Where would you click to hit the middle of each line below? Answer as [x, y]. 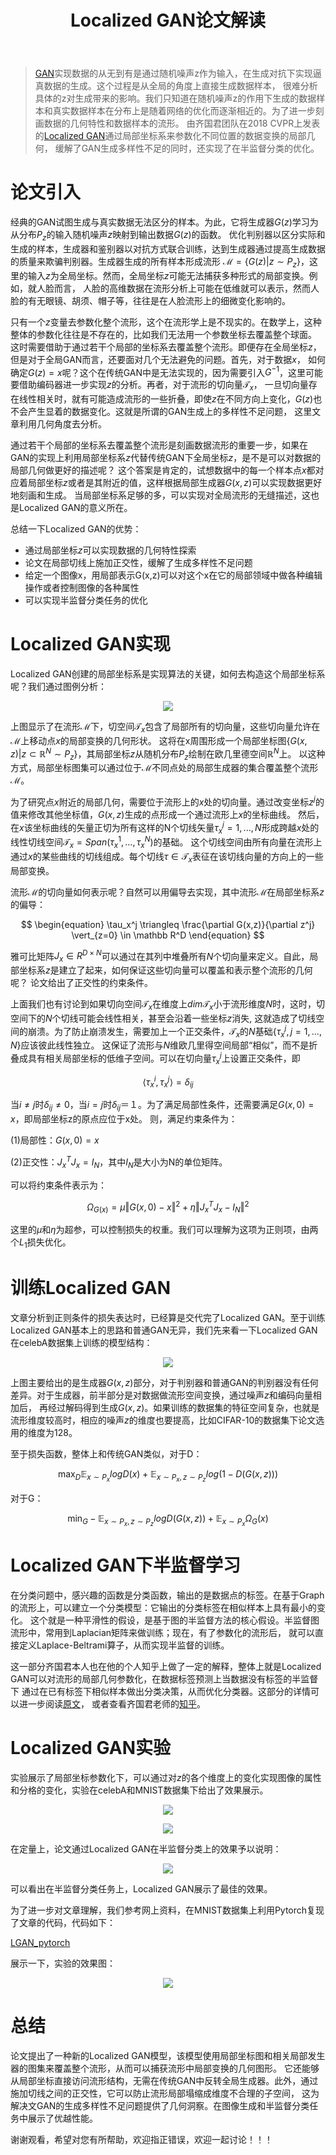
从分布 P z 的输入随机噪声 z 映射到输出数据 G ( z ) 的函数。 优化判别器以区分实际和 [168, 236]
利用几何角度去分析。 [62, 424]
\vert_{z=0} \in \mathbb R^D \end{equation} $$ [168, 935]
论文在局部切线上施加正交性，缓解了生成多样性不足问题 [138, 563]
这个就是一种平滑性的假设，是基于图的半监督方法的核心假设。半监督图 [174, 1620]
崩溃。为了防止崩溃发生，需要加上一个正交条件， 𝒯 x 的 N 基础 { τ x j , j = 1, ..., [174, 1031]
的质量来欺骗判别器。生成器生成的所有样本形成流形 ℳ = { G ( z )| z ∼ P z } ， [160, 262]
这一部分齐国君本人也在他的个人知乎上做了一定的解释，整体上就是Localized [166, 1666]
